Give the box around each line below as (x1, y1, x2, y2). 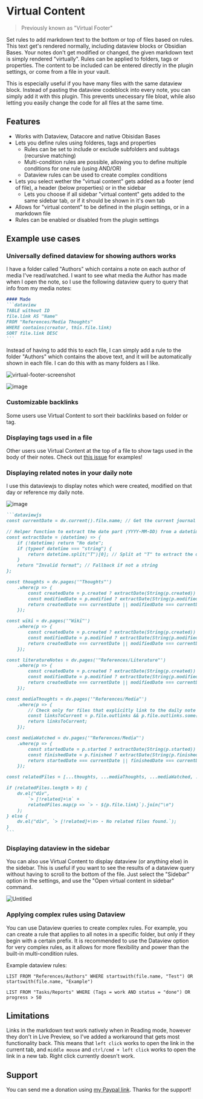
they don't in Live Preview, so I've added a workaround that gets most (6, 1033, 180, 1040)
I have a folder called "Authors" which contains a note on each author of (6, 265, 186, 273)
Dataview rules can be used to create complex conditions (24, 171, 167, 178)
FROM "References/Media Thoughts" (6, 319, 94, 325)
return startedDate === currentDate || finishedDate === (28, 757, 174, 763)
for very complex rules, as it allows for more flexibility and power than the (6, 943, 189, 950)
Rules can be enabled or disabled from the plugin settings (14, 216, 159, 223)
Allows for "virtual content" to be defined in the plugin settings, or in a (14, 203, 189, 210)
